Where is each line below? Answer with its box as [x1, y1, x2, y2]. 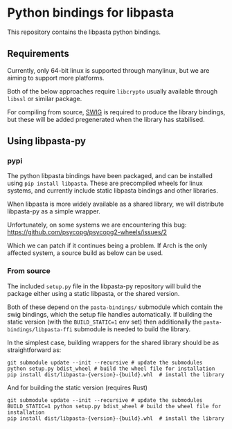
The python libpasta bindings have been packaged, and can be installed [7, 172, 213, 180]
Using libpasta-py [7, 135, 87, 147]
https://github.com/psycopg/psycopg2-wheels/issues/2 [7, 228, 168, 236]
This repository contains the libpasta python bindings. [7, 28, 161, 36]
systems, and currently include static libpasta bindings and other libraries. [7, 186, 218, 195]
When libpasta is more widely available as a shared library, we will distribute [7, 200, 224, 209]
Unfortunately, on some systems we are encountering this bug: [7, 220, 187, 229]
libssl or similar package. [7, 94, 82, 103]
